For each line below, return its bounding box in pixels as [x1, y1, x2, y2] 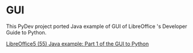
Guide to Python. [6, 29, 47, 36]
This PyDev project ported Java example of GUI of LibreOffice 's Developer [6, 23, 188, 30]
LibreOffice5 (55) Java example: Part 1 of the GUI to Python [6, 40, 149, 47]
